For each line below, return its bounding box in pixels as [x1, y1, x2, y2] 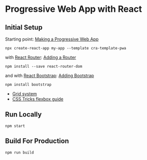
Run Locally [5, 110, 42, 119]
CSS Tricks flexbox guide [12, 96, 64, 102]
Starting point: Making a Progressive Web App [5, 36, 99, 42]
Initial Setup [5, 23, 43, 32]
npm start [5, 123, 26, 128]
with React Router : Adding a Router [5, 54, 76, 60]
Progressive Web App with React [5, 3, 142, 15]
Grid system [12, 91, 37, 97]
